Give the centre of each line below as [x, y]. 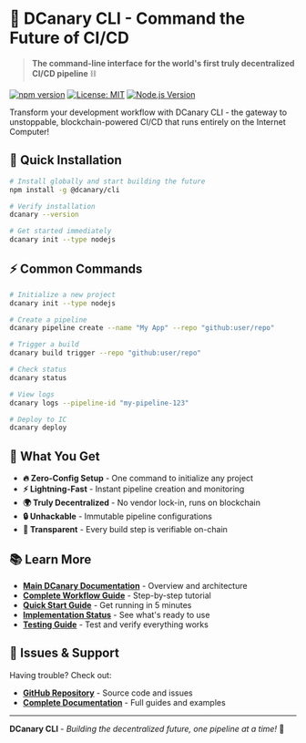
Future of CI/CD [69, 38]
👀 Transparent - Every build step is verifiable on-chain [125, 530]
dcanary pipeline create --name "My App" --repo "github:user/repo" [142, 328]
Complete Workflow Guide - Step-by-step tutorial [117, 595]
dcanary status [38, 377]
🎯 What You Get [55, 456]
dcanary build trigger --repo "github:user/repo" [106, 353]
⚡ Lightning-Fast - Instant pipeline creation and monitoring [133, 489]
